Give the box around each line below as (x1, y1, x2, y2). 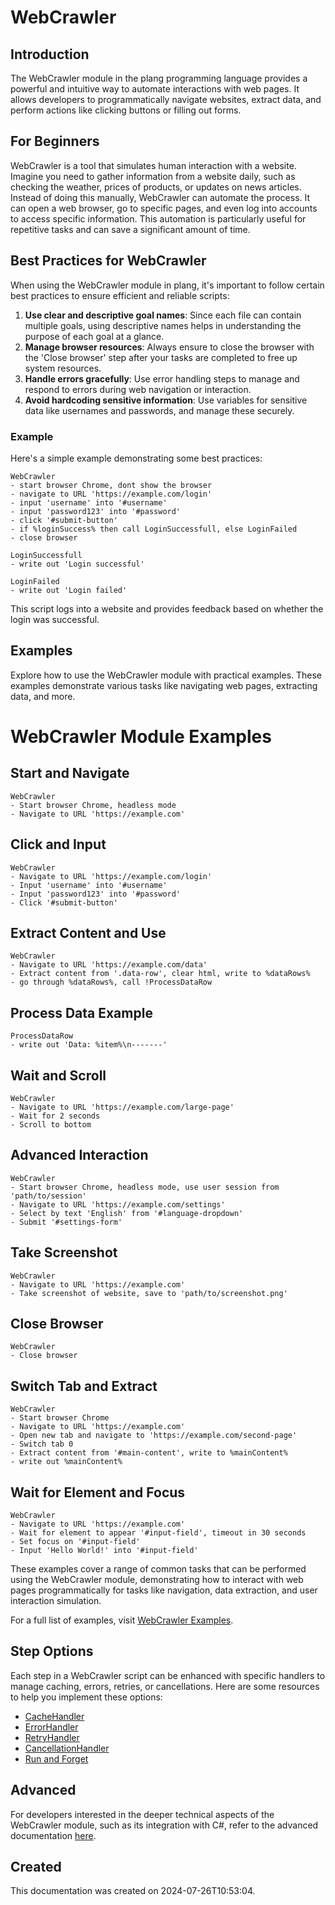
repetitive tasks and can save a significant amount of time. (10, 223, 251, 235)
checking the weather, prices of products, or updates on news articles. (10, 181, 302, 193)
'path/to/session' (10, 1191, 87, 1201)
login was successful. (10, 613, 100, 625)
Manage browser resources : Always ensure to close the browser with (24, 341, 315, 353)
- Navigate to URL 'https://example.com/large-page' (10, 1102, 235, 1112)
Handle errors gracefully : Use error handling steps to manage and (24, 372, 300, 385)
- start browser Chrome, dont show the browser (10, 480, 213, 490)
